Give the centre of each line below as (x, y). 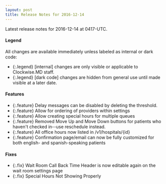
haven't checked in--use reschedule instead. (59, 127)
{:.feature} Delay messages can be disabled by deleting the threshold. (85, 105)
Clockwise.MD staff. (33, 72)
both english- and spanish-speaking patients (59, 143)
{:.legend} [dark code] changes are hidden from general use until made (86, 77)
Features (15, 94)
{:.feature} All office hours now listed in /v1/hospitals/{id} (71, 132)
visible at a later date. (35, 82)
